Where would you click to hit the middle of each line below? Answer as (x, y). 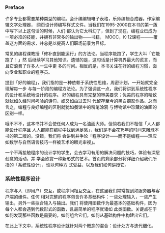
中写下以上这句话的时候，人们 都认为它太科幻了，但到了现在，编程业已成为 (81, 31)
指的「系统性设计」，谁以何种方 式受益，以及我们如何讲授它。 (67, 165)
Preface (15, 7)
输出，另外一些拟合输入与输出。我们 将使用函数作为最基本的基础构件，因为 (81, 203)
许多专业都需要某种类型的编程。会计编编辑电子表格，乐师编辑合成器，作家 (80, 19)
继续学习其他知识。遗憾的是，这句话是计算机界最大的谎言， (92, 60)
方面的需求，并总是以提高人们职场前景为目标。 (61, 43)
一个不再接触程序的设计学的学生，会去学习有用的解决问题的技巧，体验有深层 (82, 153)
